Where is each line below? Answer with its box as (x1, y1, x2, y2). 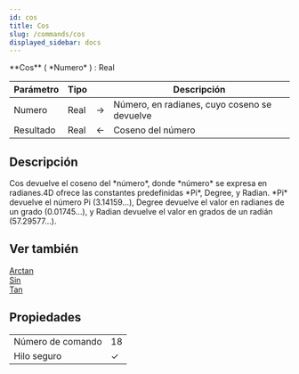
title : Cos (9, 21, 50, 30)
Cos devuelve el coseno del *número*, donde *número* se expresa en (9, 178, 268, 189)
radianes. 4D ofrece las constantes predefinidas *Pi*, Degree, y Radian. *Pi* (9, 188, 288, 199)
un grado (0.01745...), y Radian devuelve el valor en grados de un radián (9, 207, 273, 217)
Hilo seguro (13, 349, 62, 362)
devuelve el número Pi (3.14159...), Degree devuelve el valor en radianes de (9, 197, 285, 207)
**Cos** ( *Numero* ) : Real (9, 62, 116, 73)
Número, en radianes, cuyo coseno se (113, 99, 272, 111)
